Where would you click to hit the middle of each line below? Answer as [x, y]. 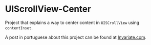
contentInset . [19, 27]
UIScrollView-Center [48, 9]
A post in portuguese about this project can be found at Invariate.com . [76, 37]
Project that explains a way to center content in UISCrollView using [72, 22]
